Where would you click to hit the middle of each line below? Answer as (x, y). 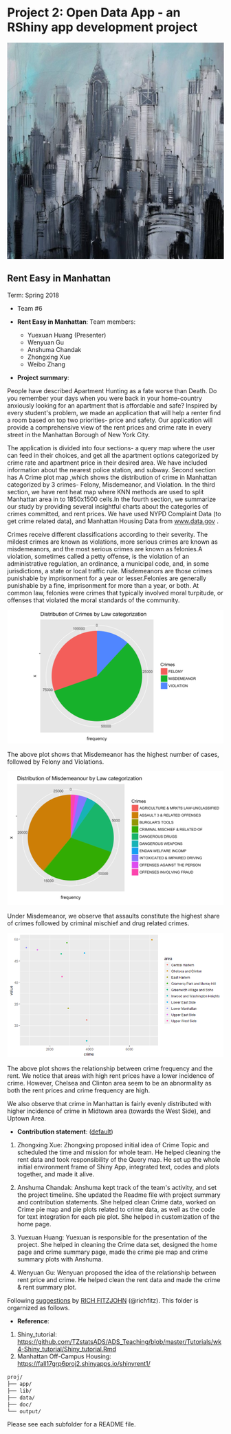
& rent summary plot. (47, 1287)
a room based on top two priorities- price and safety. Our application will (110, 420)
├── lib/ (20, 1391)
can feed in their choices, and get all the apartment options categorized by (113, 455)
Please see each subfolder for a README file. (71, 1424)
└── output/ (24, 1411)
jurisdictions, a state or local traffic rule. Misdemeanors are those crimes (110, 571)
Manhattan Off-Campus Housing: (64, 1356)
